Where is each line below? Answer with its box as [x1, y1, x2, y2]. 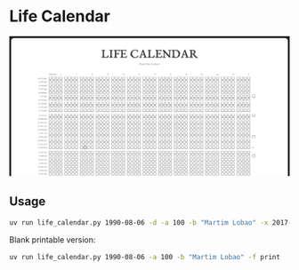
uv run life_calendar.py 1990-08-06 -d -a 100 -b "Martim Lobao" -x [9, 218, 269, 227]
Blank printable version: [9, 234, 96, 245]
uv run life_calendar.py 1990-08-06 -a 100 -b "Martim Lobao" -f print [9, 253, 280, 262]
